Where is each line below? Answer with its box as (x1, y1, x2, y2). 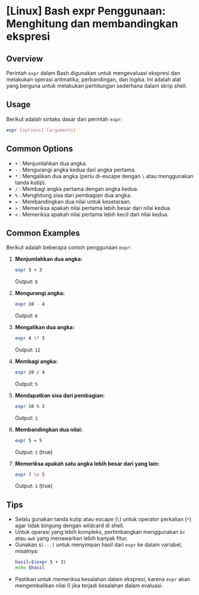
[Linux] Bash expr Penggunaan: (6, 4, 166, 18)
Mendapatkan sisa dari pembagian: (14, 392, 105, 399)
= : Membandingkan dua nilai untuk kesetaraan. (14, 198, 131, 205)
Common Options (6, 144, 74, 154)
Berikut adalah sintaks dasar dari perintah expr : (6, 115, 123, 122)
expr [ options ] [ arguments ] (6, 127, 76, 133)
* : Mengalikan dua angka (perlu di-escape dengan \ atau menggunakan (14, 172, 194, 179)
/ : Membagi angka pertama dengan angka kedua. (14, 185, 139, 193)
